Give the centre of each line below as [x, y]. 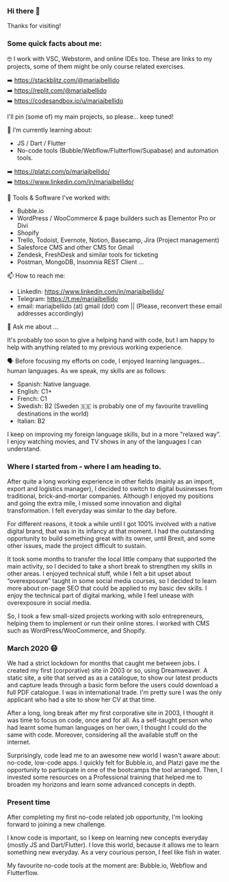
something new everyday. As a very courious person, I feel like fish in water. [114, 853]
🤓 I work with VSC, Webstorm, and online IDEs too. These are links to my [110, 58]
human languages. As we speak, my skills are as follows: [87, 370]
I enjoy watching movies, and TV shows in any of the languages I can [104, 441]
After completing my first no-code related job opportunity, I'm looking [105, 817]
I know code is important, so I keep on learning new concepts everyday [108, 838]
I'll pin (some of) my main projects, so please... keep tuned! [91, 117]
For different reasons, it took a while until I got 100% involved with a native [112, 523]
